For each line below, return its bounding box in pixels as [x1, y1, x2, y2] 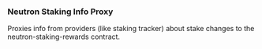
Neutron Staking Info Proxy [7, 6, 114, 17]
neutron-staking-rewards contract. [7, 32, 120, 41]
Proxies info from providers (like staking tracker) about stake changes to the [7, 24, 255, 33]
